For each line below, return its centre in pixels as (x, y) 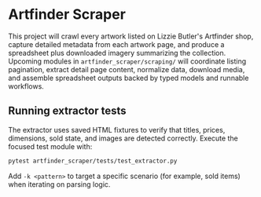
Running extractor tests (68, 111)
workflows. (26, 86)
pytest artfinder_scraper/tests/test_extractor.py (93, 161)
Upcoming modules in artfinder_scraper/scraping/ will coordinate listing (127, 61)
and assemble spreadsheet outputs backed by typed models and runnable (129, 78)
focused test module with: (50, 146)
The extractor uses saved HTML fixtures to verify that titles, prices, (117, 130)
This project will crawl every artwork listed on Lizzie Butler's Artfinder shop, (131, 36)
